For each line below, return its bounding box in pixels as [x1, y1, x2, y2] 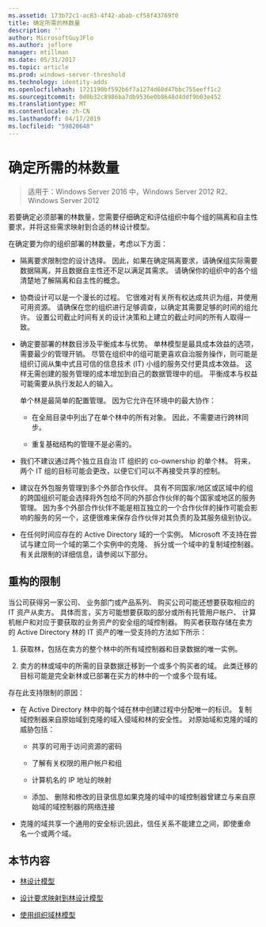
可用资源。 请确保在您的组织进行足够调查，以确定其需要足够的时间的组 [19, 302, 251, 312]
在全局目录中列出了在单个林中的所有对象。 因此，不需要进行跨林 [31, 412, 242, 421]
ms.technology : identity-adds [8, 78, 108, 86]
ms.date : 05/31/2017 [8, 56, 77, 64]
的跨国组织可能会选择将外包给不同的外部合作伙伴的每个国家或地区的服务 [19, 493, 256, 502]
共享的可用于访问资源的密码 [31, 741, 123, 751]
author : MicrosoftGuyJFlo [8, 33, 93, 42]
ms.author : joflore [8, 41, 73, 49]
